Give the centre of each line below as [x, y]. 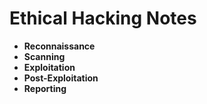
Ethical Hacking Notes [103, 18]
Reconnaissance [59, 46]
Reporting [45, 88]
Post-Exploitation [61, 78]
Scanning [44, 56]
